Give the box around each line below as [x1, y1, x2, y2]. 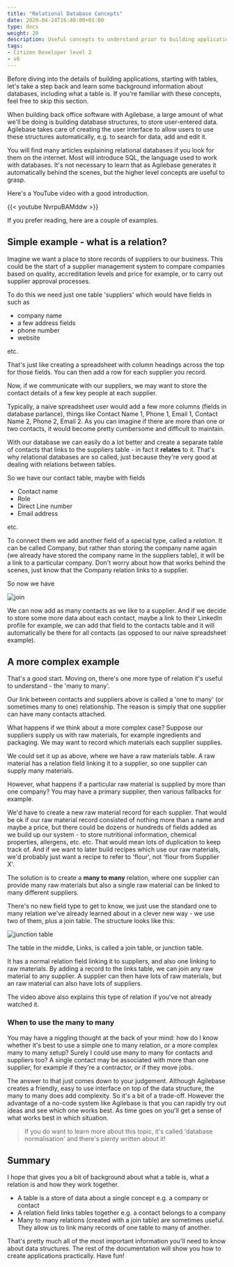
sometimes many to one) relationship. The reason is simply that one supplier [7, 702, 226, 711]
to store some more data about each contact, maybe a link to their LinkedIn [7, 613, 223, 622]
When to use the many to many [7, 1018, 115, 1028]
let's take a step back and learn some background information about [7, 81, 203, 90]
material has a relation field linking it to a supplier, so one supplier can [7, 760, 208, 768]
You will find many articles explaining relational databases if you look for [7, 145, 214, 154]
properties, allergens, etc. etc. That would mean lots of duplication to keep [7, 838, 221, 847]
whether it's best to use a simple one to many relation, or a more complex [7, 1041, 218, 1049]
